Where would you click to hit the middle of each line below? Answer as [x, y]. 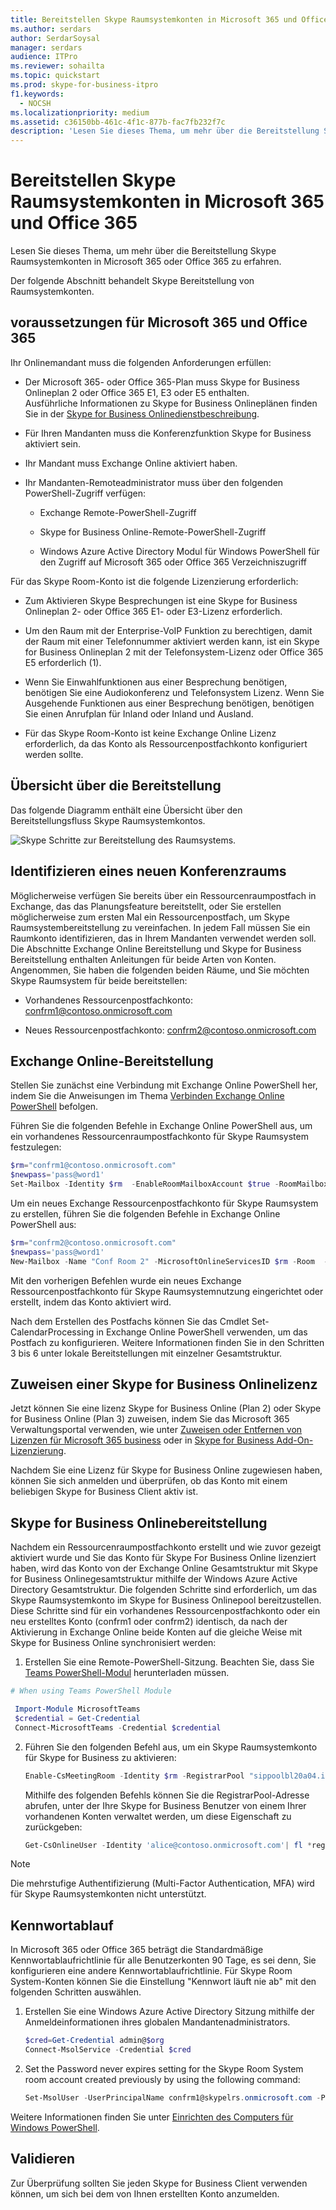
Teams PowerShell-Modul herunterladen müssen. [127, 1673]
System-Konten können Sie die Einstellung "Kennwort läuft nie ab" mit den [163, 1982]
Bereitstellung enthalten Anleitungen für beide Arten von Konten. [143, 959]
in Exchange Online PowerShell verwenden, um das [202, 1332]
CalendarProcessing [52, 1332]
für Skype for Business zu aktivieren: [100, 1757]
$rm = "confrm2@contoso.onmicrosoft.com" [93, 1242]
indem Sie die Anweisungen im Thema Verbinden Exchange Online [147, 1096]
